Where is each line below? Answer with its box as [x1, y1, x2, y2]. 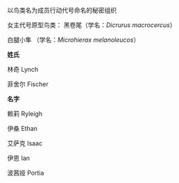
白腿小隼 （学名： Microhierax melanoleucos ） [7, 35, 140, 44]
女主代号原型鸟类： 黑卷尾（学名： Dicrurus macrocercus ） [7, 21, 176, 29]
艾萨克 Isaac [7, 139, 43, 148]
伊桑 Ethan [7, 125, 38, 132]
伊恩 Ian [7, 154, 30, 162]
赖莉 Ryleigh [7, 110, 43, 118]
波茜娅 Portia [7, 169, 44, 177]
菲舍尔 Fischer [7, 80, 49, 88]
